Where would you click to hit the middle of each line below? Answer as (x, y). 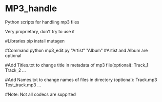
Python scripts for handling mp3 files (42, 22)
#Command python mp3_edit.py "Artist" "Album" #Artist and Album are (76, 50)
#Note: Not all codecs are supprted (40, 94)
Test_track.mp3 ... (23, 85)
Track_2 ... (16, 70)
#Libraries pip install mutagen (35, 41)
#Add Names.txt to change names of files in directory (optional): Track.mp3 (81, 80)
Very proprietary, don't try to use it (40, 31)
